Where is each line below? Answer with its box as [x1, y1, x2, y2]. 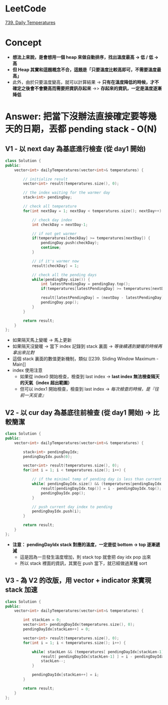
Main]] [12, 361, 26, 367]
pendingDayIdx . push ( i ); [31, 509, 81, 514]
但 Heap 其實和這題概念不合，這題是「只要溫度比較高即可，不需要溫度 [12, 66, 157, 72]
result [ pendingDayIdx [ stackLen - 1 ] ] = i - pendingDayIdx [40, 654, 164, 659]
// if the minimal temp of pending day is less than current [31, 477, 162, 482]
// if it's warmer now [31, 258, 79, 263]
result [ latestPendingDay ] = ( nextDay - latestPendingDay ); [40, 295, 166, 300]
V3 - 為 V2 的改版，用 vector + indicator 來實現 [5, 576, 152, 585]
